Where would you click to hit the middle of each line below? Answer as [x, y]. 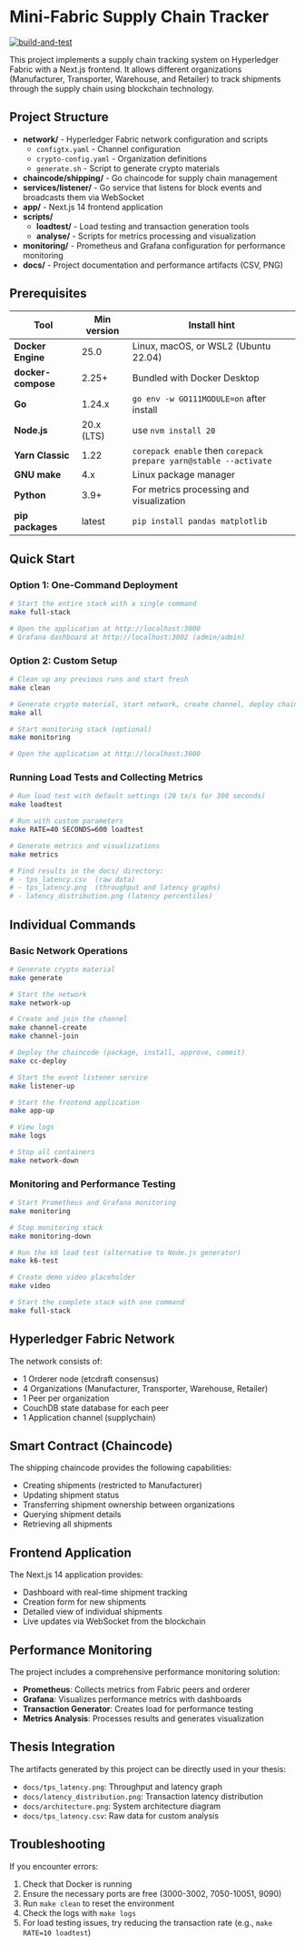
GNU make [38, 474]
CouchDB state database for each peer [96, 1407]
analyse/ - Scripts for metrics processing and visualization [146, 236]
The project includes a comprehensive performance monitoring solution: [145, 1672]
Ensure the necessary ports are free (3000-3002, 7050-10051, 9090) [152, 1893]
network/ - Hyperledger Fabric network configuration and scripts [145, 139]
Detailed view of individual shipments [93, 1612]
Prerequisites [48, 294]
